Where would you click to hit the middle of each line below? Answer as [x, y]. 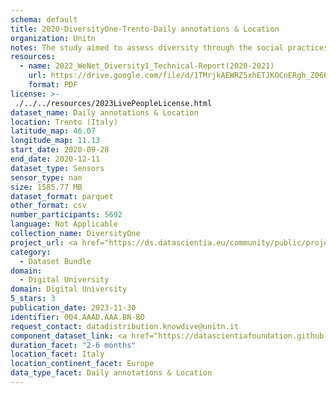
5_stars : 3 [33, 299]
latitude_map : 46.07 [53, 131]
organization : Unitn [53, 38]
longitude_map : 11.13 [55, 141]
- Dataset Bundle [55, 261]
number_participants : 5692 [66, 215]
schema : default [44, 19]
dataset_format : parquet [62, 196]
